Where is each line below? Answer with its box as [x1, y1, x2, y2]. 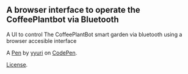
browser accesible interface [6, 37, 77, 45]
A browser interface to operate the [6, 5, 140, 15]
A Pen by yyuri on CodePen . [6, 49, 78, 56]
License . [6, 61, 28, 68]
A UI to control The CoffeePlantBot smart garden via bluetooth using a [6, 31, 183, 38]
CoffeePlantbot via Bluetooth [6, 15, 119, 25]
